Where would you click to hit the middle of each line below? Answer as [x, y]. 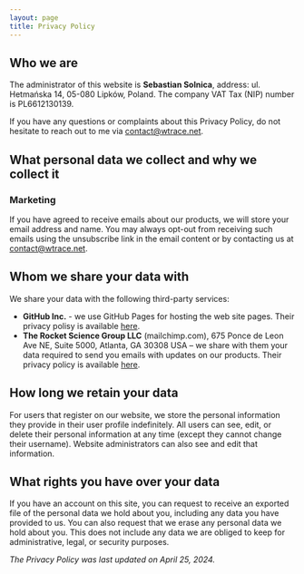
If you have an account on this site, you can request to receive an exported [149, 503]
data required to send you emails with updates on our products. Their [152, 355]
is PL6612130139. [42, 104]
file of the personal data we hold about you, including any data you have [144, 513]
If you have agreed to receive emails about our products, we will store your [149, 219]
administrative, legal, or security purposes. [89, 542]
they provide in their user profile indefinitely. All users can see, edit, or [141, 424]
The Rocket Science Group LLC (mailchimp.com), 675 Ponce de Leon [153, 336]
